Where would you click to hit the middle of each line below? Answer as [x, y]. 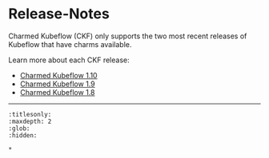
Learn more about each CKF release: [69, 60]
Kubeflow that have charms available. [70, 44]
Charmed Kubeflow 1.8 [57, 92]
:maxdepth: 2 [30, 121]
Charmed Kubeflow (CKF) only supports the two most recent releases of [128, 36]
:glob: [19, 128]
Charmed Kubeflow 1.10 [58, 75]
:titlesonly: [30, 114]
